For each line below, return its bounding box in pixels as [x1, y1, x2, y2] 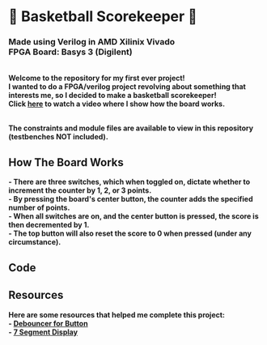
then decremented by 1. [8, 220, 90, 230]
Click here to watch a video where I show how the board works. [8, 99, 225, 109]
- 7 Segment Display [8, 327, 78, 337]
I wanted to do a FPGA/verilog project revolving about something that [8, 82, 247, 92]
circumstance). [8, 237, 61, 247]
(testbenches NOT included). [8, 132, 109, 142]
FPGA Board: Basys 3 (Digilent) [8, 46, 133, 57]
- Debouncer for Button [8, 318, 88, 328]
